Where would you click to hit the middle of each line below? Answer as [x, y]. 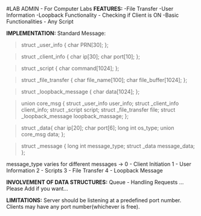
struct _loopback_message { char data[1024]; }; [80, 92]
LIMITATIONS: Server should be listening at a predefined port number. [94, 200]
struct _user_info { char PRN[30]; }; [65, 45]
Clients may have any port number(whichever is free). [73, 207]
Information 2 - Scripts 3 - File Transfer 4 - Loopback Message [85, 170]
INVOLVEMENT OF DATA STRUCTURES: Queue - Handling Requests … [95, 182]
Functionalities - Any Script [40, 21]
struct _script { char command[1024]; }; [70, 68]
